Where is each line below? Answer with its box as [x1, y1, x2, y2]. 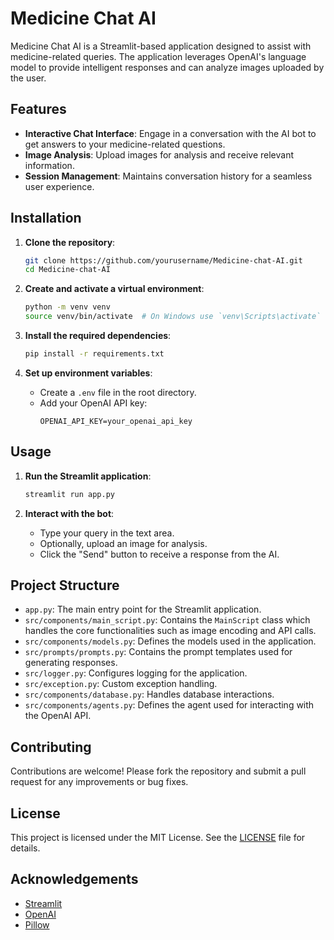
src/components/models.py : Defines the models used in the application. [24, 635, 317, 647]
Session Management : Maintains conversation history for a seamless [24, 170, 313, 182]
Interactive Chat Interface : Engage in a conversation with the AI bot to [24, 127, 317, 139]
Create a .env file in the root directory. [39, 386, 197, 398]
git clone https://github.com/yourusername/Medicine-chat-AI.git [24, 255, 303, 266]
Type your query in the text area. [39, 527, 175, 539]
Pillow [24, 918, 50, 931]
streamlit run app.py [24, 489, 115, 499]
